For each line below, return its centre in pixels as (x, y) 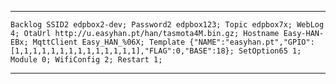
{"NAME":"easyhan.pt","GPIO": (252, 42)
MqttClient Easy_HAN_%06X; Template (109, 42)
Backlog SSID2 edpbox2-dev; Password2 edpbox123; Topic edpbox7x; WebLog (167, 25)
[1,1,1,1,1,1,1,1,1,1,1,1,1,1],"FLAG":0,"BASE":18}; (122, 51)
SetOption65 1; (270, 51)
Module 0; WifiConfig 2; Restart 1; (86, 60)
